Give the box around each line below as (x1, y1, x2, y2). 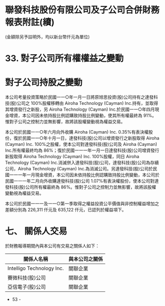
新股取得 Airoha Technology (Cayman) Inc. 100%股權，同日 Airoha (5, 154, 140, 160)
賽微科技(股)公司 (7, 275, 46, 281)
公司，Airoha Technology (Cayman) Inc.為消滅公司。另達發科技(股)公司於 (5, 166, 153, 172)
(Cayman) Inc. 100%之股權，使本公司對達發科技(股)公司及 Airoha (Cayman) (5, 141, 158, 147)
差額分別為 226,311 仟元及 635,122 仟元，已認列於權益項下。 (5, 207, 126, 213)
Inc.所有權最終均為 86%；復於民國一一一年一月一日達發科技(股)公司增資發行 (5, 147, 160, 153)
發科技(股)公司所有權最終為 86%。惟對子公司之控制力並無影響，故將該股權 (5, 184, 157, 190)
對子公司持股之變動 (5, 77, 83, 88)
